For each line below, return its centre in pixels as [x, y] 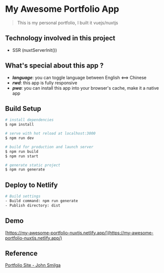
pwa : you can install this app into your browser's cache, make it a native [85, 88]
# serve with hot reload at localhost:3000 [50, 134]
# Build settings [23, 196]
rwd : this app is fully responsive [45, 83]
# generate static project [33, 165]
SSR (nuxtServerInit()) [35, 50]
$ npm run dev [20, 138]
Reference [21, 253]
